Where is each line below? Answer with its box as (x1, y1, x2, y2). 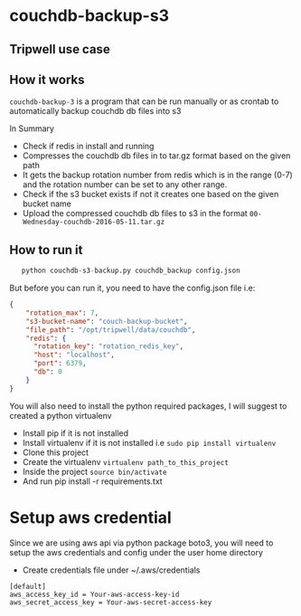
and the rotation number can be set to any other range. (22, 179, 228, 190)
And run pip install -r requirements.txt (22, 476, 163, 487)
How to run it (9, 242, 83, 258)
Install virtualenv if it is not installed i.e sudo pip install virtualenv (22, 437, 277, 448)
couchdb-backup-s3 (9, 5, 170, 26)
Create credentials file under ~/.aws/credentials (22, 564, 201, 575)
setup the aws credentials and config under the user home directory (9, 546, 264, 557)
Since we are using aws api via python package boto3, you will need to (9, 537, 274, 548)
